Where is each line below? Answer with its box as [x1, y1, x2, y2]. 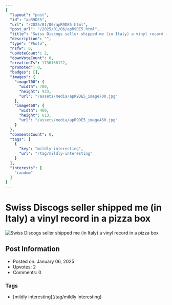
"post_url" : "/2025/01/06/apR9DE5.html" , [10, 27, 100, 32]
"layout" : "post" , [10, 12, 50, 17]
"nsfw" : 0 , [10, 46, 33, 51]
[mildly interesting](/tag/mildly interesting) [12, 294, 102, 300]
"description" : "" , [10, 37, 52, 42]
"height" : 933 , [18, 88, 52, 94]
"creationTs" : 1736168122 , [10, 60, 68, 65]
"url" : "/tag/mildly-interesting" [18, 151, 93, 156]
